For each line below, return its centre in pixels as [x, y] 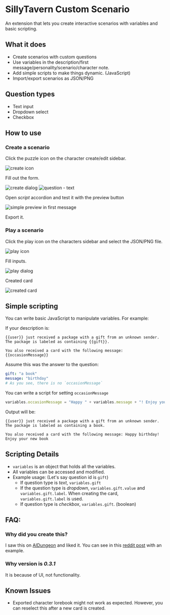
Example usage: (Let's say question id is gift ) [60, 477]
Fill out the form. [22, 178]
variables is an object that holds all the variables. [64, 466]
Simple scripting [32, 306]
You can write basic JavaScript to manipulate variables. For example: [77, 318]
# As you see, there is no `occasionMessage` [54, 383]
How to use [23, 133]
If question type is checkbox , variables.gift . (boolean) [78, 504]
